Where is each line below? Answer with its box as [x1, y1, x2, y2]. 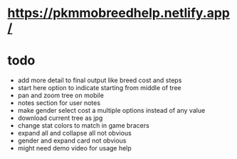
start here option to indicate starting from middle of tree [17, 84, 181, 92]
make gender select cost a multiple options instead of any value [17, 106, 206, 115]
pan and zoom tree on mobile [17, 91, 105, 100]
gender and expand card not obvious [17, 136, 127, 145]
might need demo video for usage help [17, 144, 132, 153]
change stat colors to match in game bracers [17, 121, 149, 130]
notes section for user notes [17, 99, 101, 107]
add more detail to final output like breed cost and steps [17, 76, 182, 84]
